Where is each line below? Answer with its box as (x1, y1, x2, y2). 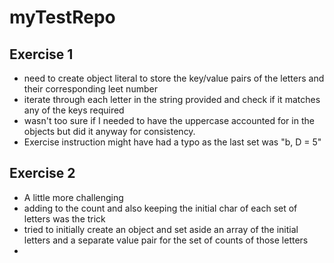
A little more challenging (23, 191, 124, 203)
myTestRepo (9, 6, 116, 29)
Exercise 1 (9, 46, 74, 63)
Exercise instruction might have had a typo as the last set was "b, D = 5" (23, 136, 322, 148)
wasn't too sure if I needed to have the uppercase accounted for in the (23, 115, 315, 126)
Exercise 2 (9, 165, 76, 182)
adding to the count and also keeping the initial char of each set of (23, 202, 298, 214)
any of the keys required (23, 104, 125, 116)
